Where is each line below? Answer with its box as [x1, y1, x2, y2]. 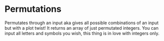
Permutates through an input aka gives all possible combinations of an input [4, 20, 159, 26]
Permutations [4, 3, 62, 15]
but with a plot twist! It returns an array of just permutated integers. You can [4, 25, 159, 31]
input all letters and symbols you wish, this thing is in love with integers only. [4, 30, 160, 36]
